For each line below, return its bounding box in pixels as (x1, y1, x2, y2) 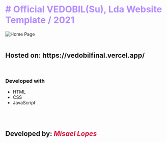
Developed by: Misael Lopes (5, 129, 97, 138)
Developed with (5, 77, 45, 84)
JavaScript (12, 100, 36, 106)
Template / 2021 (5, 14, 75, 26)
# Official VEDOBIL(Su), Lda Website (5, 4, 162, 15)
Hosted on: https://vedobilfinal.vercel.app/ (5, 51, 145, 60)
